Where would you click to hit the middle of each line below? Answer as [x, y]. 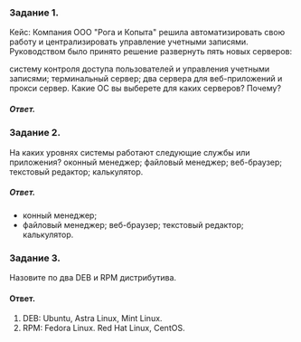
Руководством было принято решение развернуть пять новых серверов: [151, 52]
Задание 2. [35, 133]
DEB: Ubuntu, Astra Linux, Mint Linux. [92, 318]
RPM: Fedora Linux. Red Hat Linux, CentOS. [103, 328]
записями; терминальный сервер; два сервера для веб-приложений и [146, 79]
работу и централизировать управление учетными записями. [129, 42]
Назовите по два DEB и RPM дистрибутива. [93, 277]
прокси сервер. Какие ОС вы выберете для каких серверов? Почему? [146, 89]
